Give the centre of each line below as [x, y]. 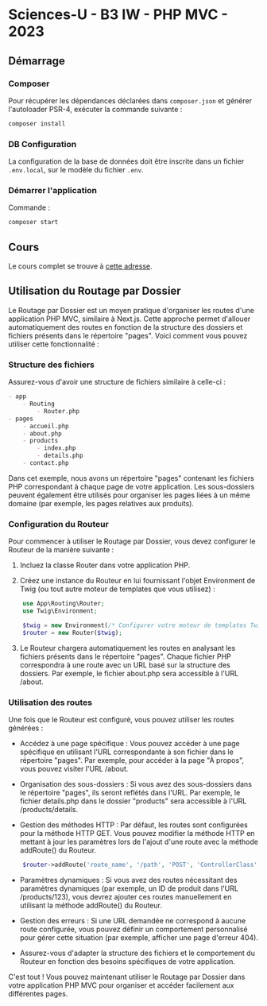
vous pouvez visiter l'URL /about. [74, 768]
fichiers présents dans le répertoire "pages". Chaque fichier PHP [126, 656]
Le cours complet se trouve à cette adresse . [80, 266]
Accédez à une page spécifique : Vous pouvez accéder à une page [130, 743]
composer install [37, 124]
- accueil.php [46, 426]
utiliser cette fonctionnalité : [54, 344]
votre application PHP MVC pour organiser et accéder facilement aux [121, 985]
